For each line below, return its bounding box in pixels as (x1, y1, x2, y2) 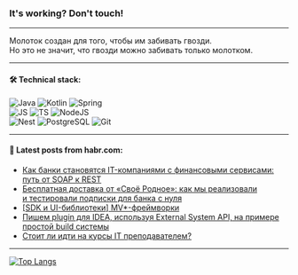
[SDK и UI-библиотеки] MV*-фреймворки (21, 202, 180, 213)
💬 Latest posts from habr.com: (9, 145, 123, 155)
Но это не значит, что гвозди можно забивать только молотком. (9, 45, 254, 56)
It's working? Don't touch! (9, 7, 124, 20)
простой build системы (21, 221, 109, 232)
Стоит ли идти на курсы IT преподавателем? (21, 230, 192, 241)
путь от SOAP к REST (21, 174, 102, 185)
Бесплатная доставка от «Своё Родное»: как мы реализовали (21, 183, 258, 193)
